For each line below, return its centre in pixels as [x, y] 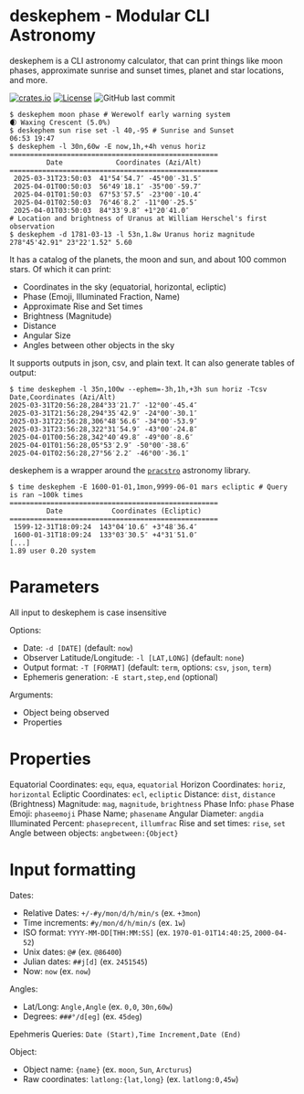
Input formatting [73, 870]
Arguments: [31, 695]
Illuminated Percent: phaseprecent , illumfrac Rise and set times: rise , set [147, 823]
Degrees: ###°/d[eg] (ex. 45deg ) [83, 1016]
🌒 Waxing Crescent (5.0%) [60, 122]
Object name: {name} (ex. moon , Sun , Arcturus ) [107, 1069]
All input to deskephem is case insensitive [88, 612]
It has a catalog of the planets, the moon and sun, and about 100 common [148, 259]
